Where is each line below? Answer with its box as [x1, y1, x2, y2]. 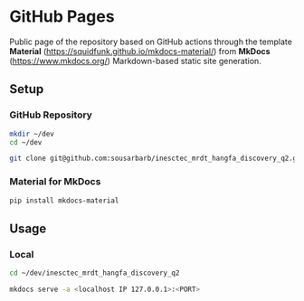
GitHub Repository [9, 108, 93, 121]
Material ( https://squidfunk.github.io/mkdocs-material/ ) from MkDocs [9, 45, 271, 56]
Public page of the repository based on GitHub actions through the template [9, 36, 292, 47]
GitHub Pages [9, 6, 115, 27]
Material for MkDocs [9, 175, 101, 188]
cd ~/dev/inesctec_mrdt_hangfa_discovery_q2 [9, 268, 180, 277]
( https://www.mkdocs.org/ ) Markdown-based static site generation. [9, 55, 262, 66]
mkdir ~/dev [9, 129, 54, 138]
